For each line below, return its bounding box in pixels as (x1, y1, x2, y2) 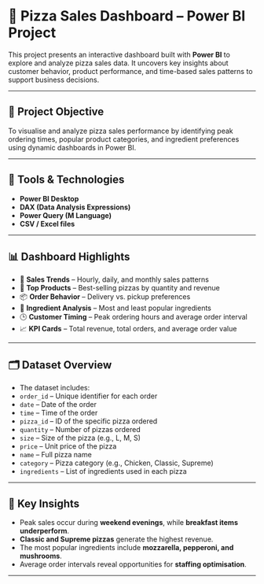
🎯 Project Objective (8, 105, 104, 119)
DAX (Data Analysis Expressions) (19, 202, 131, 212)
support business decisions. (8, 75, 100, 84)
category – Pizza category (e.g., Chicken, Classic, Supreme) (19, 458, 214, 468)
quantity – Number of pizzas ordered (19, 425, 141, 434)
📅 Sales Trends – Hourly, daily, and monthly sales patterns (19, 275, 210, 284)
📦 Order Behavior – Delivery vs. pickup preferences (19, 292, 191, 301)
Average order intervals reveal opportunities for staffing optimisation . (19, 560, 247, 569)
